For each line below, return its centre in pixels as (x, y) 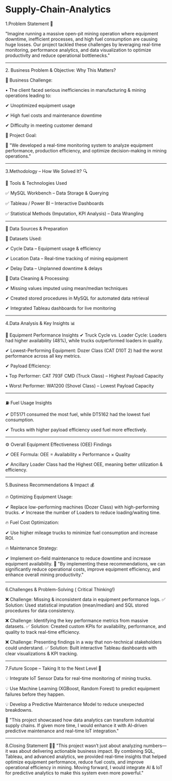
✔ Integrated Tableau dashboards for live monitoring (61, 308)
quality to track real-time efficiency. (43, 632)
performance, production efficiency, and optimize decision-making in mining (86, 150)
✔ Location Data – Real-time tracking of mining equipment (67, 258)
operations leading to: (28, 95)
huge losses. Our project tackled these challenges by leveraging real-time (83, 44)
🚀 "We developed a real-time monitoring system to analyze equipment (79, 145)
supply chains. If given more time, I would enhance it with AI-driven (76, 725)
